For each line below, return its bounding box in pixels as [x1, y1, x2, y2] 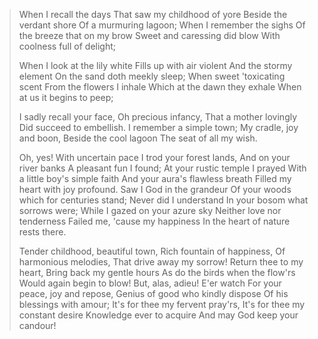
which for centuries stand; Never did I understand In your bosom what [18, 194, 309, 206]
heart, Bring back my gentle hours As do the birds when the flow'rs [18, 267, 296, 278]
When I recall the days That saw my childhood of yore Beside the [18, 9, 288, 20]
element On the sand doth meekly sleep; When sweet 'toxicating [18, 70, 286, 82]
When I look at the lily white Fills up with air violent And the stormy [18, 60, 293, 71]
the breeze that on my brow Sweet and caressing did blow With [18, 30, 281, 41]
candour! [18, 320, 57, 331]
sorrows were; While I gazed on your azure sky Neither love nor [18, 205, 282, 216]
